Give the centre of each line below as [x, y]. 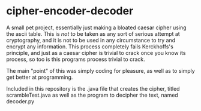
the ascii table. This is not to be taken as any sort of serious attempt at [93, 33]
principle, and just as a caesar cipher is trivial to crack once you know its [96, 53]
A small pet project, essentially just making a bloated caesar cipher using [97, 27]
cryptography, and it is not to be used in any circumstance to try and [91, 40]
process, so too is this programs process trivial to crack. [76, 59]
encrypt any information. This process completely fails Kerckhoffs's [90, 47]
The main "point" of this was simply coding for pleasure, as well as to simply [100, 70]
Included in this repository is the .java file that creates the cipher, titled [93, 88]
